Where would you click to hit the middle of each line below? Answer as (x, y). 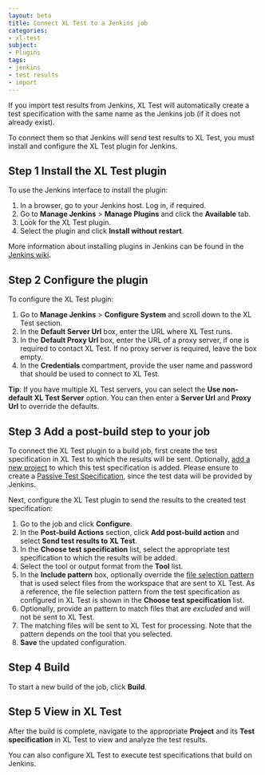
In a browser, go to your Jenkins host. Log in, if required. (113, 206)
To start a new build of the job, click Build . (78, 686)
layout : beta (30, 16)
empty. (31, 357)
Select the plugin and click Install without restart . (102, 231)
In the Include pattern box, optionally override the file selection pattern (136, 574)
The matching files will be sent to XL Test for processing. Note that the (136, 625)
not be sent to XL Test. (57, 617)
